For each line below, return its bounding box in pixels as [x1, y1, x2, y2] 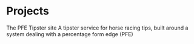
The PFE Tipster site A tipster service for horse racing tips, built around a [6, 24, 189, 31]
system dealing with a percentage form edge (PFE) [6, 30, 133, 37]
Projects [6, 4, 50, 18]
